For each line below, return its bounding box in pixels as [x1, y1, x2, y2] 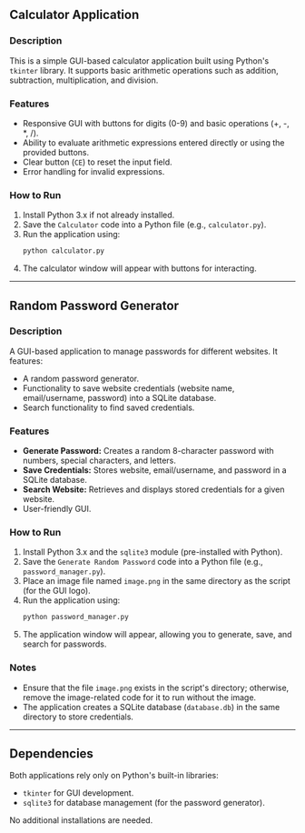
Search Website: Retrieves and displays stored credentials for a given [22, 484, 285, 495]
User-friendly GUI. [22, 504, 92, 515]
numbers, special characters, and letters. [22, 455, 177, 467]
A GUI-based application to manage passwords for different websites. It [9, 346, 279, 356]
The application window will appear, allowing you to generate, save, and [22, 629, 292, 640]
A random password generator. [22, 373, 140, 384]
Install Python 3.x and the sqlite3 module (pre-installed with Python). [22, 547, 283, 557]
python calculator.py [22, 246, 104, 256]
